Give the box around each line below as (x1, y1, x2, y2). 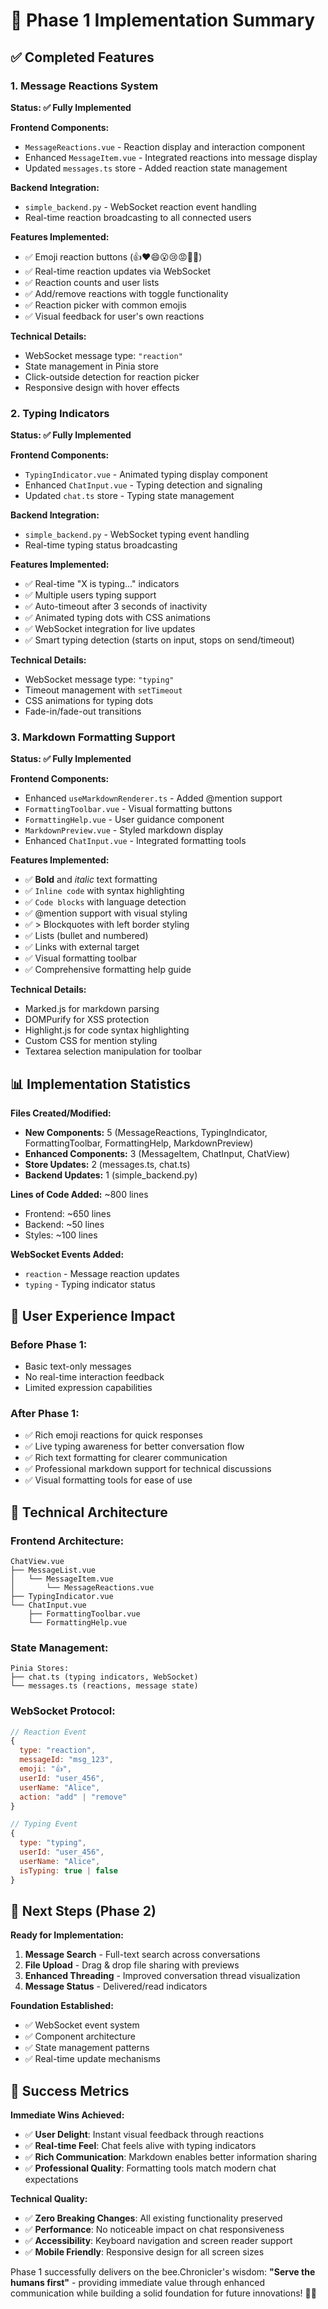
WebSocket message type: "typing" (24, 674, 175, 686)
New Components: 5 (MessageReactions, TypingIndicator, (24, 1127, 268, 1139)
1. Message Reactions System (10, 79, 159, 93)
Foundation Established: (10, 2000, 114, 2012)
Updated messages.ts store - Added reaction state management (24, 162, 288, 174)
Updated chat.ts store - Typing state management (24, 490, 235, 502)
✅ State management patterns (24, 2042, 150, 2054)
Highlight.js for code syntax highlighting (24, 1024, 190, 1036)
